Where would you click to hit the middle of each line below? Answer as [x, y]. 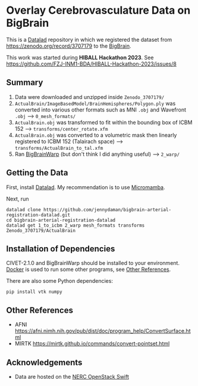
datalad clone [24, 209]
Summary [25, 83]
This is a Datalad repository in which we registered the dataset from [89, 39]
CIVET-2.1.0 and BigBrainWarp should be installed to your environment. [93, 263]
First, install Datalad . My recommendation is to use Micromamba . [86, 187]
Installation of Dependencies [61, 248]
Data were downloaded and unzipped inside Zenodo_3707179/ [89, 97]
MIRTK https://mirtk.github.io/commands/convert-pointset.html [92, 344]
